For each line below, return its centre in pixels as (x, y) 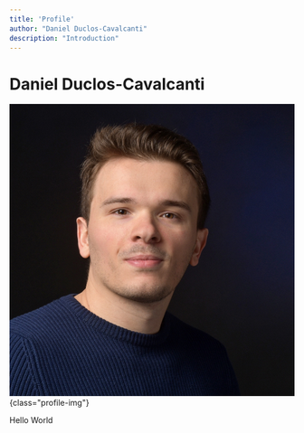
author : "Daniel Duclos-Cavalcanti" (78, 28)
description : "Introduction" (64, 38)
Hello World (31, 419)
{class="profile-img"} (49, 402)
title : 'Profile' (42, 19)
